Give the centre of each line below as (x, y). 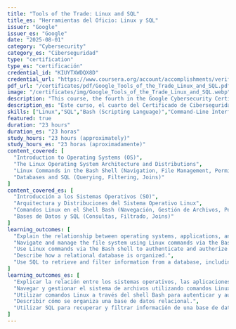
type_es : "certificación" (45, 66)
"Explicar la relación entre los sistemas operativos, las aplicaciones (122, 282)
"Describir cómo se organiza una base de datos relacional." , (106, 302)
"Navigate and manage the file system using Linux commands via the (116, 243)
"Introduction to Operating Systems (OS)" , (78, 158)
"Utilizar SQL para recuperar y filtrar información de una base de (116, 308)
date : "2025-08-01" (36, 40)
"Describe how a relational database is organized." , (94, 256)
